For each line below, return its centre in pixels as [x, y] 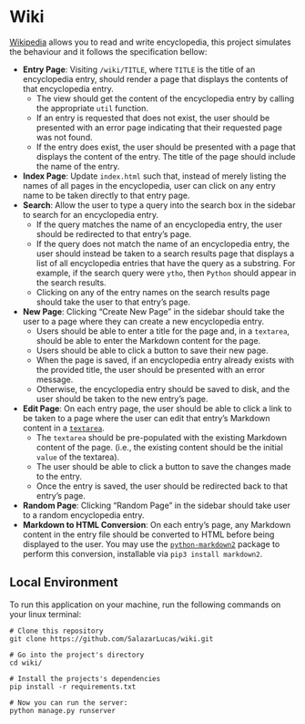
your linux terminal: [46, 614]
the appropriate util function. [92, 108]
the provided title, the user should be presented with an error [151, 369]
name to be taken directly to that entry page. [106, 195]
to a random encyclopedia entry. [83, 515]
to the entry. [59, 476]
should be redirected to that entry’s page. [114, 233]
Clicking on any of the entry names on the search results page [153, 292]
